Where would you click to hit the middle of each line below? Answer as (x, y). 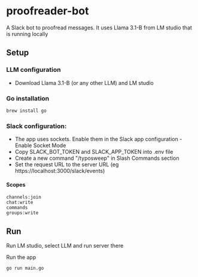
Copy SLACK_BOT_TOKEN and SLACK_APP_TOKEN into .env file (94, 152)
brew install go (26, 111)
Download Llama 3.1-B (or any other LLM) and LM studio (84, 83)
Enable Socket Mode (40, 145)
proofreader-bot (48, 11)
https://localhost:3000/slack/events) (60, 171)
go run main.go (25, 268)
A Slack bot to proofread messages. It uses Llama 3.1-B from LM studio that (99, 28)
